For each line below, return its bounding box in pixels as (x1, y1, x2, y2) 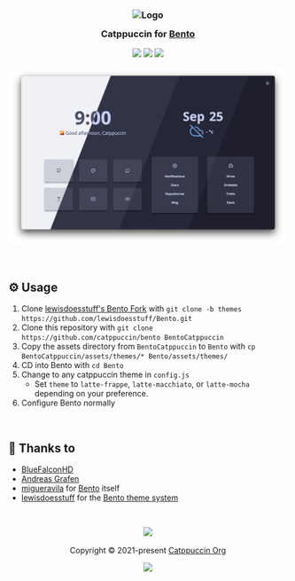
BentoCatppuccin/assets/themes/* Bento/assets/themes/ (20, 352, 229, 361)
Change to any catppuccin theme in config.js (20, 369, 190, 381)
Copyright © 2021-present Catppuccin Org (69, 546, 227, 556)
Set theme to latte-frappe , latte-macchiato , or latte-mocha (34, 379, 250, 389)
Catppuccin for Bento (100, 27, 196, 40)
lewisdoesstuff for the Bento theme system (20, 492, 179, 503)
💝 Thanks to (8, 440, 76, 456)
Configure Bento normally (20, 397, 116, 408)
